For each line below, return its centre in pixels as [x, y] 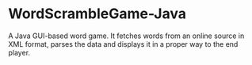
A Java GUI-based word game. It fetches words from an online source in [126, 36]
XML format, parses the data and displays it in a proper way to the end [123, 44]
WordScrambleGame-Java [97, 14]
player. [19, 52]
